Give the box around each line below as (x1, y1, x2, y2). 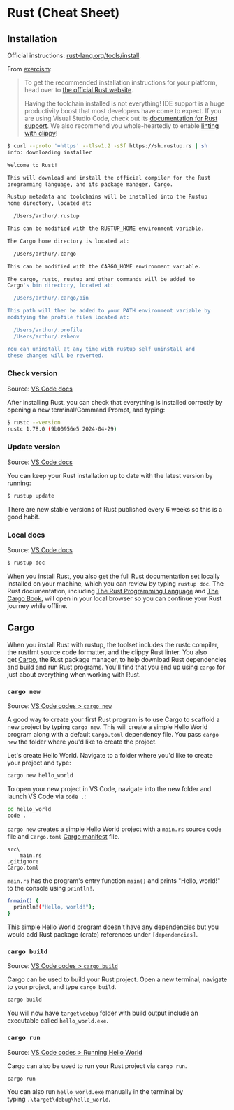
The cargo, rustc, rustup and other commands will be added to (7, 275, 196, 282)
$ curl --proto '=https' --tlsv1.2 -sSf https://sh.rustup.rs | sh (7, 143, 208, 150)
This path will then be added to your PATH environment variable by (7, 308, 211, 315)
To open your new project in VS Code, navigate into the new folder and (7, 784, 212, 793)
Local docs (7, 530, 45, 540)
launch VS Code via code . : (7, 792, 86, 800)
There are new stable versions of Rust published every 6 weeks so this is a (7, 505, 223, 513)
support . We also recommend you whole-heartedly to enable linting (24, 122, 219, 130)
